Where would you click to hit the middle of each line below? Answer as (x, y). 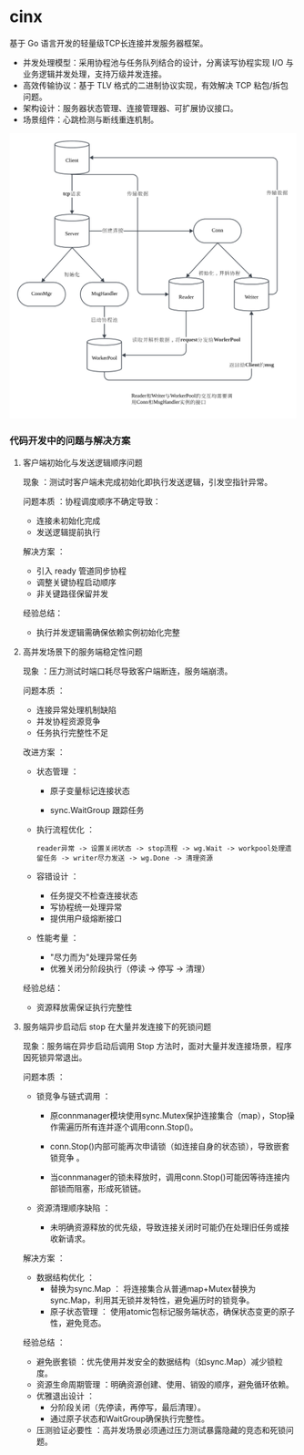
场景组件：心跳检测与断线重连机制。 (91, 119)
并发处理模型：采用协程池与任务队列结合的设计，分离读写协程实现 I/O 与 (158, 62)
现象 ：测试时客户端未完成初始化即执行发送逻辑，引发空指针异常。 (147, 481)
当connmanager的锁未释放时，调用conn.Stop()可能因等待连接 (166, 1177)
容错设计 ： (57, 876)
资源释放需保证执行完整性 (84, 1007)
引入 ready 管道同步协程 (81, 571)
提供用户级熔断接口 (86, 918)
